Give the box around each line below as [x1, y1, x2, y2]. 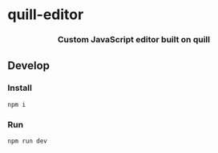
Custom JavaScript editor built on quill [58, 34, 210, 45]
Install [7, 82, 33, 93]
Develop [7, 58, 50, 73]
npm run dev [7, 137, 47, 145]
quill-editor [7, 6, 84, 24]
